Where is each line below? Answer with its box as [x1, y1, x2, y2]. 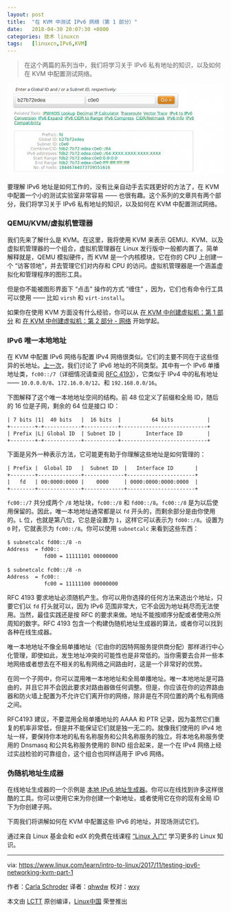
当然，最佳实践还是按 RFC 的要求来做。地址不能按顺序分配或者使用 [19, 611, 210, 619]
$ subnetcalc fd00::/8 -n [7, 539, 81, 546]
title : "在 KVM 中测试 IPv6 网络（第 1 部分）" [7, 18, 137, 26]
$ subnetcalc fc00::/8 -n [7, 567, 81, 574]
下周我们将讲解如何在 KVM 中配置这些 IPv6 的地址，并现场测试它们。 [7, 817, 203, 826]
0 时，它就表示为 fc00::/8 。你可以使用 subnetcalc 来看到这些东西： [7, 525, 199, 533]
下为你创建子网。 [7, 803, 56, 811]
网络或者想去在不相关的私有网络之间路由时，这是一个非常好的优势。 [12, 660, 206, 668]
